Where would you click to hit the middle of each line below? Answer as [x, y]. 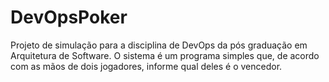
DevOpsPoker [69, 17]
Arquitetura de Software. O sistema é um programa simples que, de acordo [165, 55]
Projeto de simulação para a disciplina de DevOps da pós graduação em [159, 45]
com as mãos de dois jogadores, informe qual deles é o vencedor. [146, 66]
